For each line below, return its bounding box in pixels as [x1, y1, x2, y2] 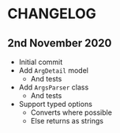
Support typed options [18, 100, 92, 108]
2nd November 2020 [7, 36, 112, 50]
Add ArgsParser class [18, 82, 89, 92]
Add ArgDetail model [18, 66, 88, 75]
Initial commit [18, 57, 63, 66]
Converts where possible [30, 108, 112, 117]
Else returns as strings [30, 116, 104, 125]
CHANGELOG [7, 5, 96, 23]
